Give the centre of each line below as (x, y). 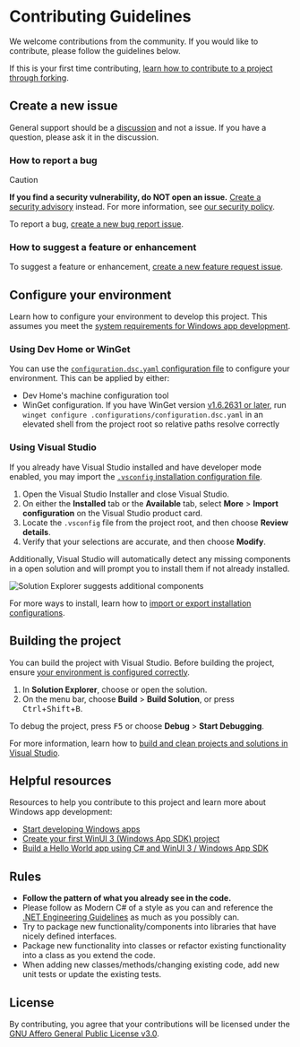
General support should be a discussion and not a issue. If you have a (138, 127)
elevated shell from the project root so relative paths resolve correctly (151, 424)
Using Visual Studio (53, 447)
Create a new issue (64, 106)
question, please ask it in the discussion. (84, 137)
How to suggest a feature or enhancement (103, 247)
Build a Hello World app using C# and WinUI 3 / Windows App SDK (145, 848)
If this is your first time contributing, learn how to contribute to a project (141, 68)
